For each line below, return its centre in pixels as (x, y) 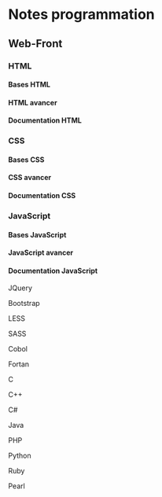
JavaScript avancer (40, 252)
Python (20, 456)
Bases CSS (26, 160)
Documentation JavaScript (53, 271)
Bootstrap (24, 304)
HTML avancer (33, 102)
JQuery (20, 288)
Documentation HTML (45, 120)
